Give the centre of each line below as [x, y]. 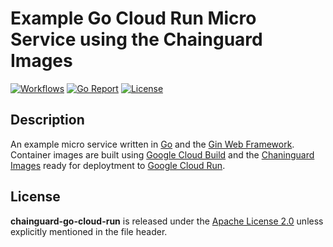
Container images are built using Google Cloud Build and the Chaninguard [162, 154]
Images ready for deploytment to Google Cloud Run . [118, 165]
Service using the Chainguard [136, 39]
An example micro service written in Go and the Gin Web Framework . [152, 144]
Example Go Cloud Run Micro [133, 18]
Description [47, 120]
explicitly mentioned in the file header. [89, 231]
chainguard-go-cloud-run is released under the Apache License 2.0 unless [167, 221]
